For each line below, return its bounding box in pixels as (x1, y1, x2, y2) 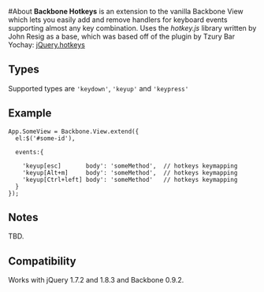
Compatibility (8, 254, 76, 268)
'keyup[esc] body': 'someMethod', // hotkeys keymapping (22, 161, 238, 170)
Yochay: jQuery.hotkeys (8, 40, 85, 50)
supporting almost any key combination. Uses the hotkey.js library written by (8, 24, 257, 32)
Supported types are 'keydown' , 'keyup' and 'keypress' (8, 83, 189, 93)
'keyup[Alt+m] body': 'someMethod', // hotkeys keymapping (22, 168, 238, 176)
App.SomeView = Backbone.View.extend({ (8, 128, 139, 135)
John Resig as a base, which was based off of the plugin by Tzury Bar (8, 31, 235, 41)
